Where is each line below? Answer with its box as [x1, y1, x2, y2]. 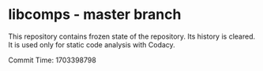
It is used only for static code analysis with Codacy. [8, 39, 175, 49]
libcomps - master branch [8, 6, 182, 24]
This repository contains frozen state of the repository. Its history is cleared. [8, 32, 255, 41]
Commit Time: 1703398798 [8, 55, 96, 65]
